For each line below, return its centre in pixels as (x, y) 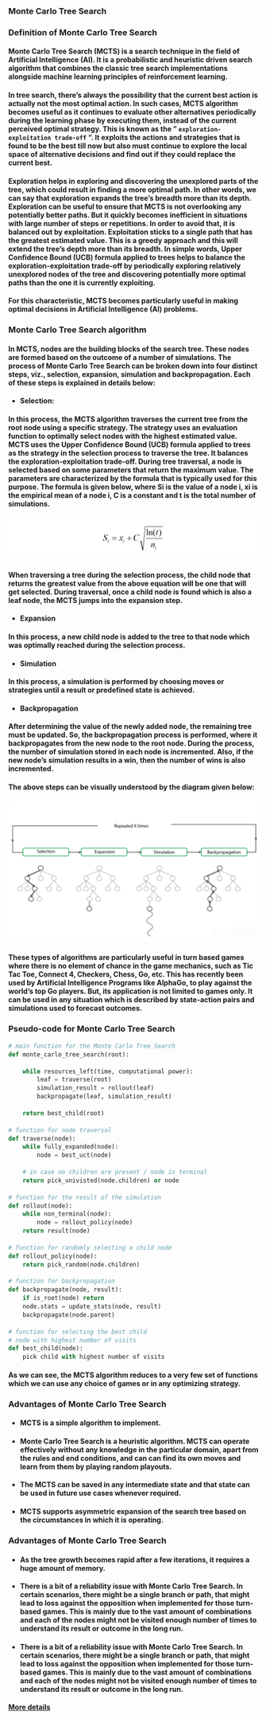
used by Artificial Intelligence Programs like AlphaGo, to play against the (130, 982)
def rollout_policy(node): (53, 1256)
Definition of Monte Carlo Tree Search (83, 32)
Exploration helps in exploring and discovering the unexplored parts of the (133, 181)
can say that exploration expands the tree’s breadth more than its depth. (130, 198)
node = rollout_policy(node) (85, 1223)
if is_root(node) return (64, 1298)
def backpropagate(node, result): (66, 1290)
